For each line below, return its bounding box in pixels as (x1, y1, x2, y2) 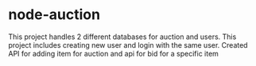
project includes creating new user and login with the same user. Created (8, 40, 248, 49)
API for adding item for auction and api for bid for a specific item (8, 49, 219, 58)
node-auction (8, 6, 101, 24)
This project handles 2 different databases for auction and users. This (8, 32, 237, 41)
